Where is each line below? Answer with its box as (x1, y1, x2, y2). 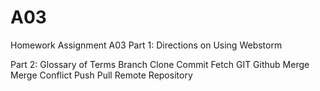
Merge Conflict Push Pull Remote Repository (10, 69, 193, 81)
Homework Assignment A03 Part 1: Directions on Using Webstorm (10, 39, 283, 51)
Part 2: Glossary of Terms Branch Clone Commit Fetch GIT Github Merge (10, 58, 310, 70)
